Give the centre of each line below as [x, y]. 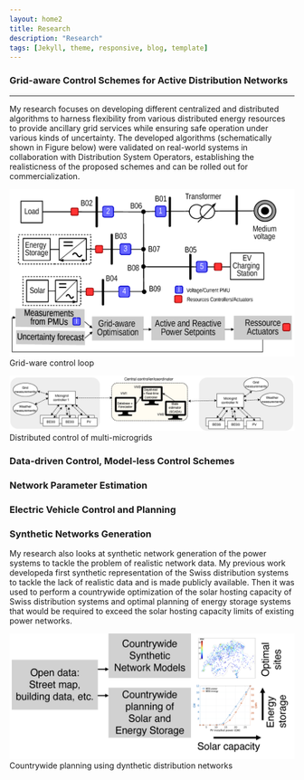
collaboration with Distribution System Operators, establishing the [132, 157]
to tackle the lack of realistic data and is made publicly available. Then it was [152, 583]
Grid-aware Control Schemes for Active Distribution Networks [149, 81]
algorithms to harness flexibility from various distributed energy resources [147, 119]
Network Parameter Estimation [78, 485]
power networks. [41, 621]
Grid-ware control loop [52, 363]
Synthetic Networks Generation [81, 534]
